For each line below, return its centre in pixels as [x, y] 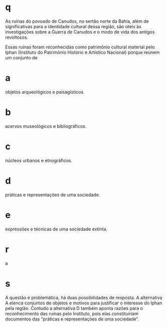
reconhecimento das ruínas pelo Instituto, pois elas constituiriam [72, 313]
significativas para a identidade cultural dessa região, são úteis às [73, 26]
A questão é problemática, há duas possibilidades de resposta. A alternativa [84, 297]
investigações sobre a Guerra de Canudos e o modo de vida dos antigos [80, 32]
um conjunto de [21, 57]
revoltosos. [17, 37]
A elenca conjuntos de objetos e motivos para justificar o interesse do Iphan [84, 303]
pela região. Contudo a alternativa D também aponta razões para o [74, 308]
